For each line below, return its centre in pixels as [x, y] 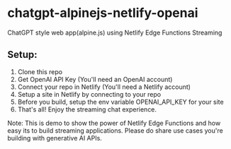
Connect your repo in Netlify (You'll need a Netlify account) [104, 87]
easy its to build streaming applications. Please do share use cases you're [115, 130]
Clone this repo [40, 71]
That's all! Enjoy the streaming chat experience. [87, 109]
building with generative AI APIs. [55, 138]
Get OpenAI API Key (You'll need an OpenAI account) [95, 79]
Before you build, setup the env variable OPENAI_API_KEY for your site [121, 102]
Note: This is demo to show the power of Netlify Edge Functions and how [114, 123]
